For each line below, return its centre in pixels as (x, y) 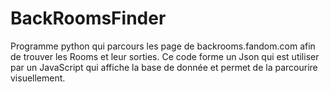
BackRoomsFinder (88, 18)
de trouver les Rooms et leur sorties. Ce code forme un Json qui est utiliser (165, 56)
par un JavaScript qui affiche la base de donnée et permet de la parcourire (164, 67)
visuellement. (38, 78)
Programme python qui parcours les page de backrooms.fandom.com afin (163, 46)
